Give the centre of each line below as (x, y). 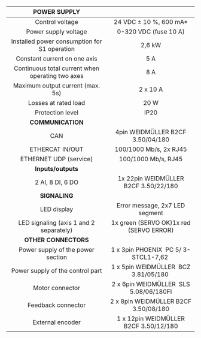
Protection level (57, 112)
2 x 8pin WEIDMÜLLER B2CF (151, 301)
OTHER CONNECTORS (57, 240)
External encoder (57, 322)
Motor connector (57, 288)
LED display (57, 209)
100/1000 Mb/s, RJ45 (151, 159)
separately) (57, 230)
